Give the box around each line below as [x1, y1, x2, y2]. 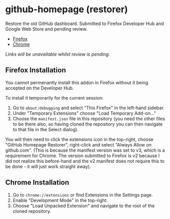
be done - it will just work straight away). [5, 163, 91, 169]
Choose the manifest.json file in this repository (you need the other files [12, 115, 165, 121]
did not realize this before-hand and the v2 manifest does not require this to [5, 158, 165, 164]
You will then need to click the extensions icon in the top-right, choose [5, 136, 154, 142]
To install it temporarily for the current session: [5, 94, 104, 101]
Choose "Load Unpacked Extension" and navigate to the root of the [12, 203, 155, 209]
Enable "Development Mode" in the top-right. [12, 197, 108, 203]
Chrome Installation [5, 178, 69, 187]
